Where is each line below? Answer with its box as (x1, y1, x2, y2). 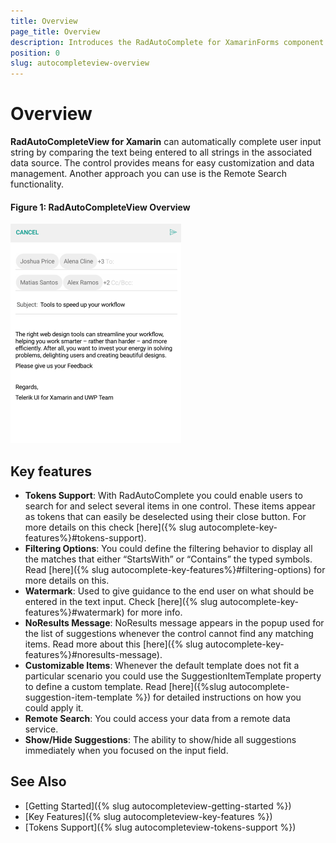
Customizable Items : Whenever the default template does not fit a (24, 660, 300, 672)
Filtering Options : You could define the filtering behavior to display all (24, 543, 313, 555)
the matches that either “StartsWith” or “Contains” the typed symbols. (24, 553, 313, 565)
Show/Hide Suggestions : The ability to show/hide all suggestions (24, 734, 297, 746)
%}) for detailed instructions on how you (134, 691, 302, 704)
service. (24, 723, 59, 735)
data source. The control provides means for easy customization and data (10, 157, 315, 169)
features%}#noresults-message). (24, 649, 163, 661)
